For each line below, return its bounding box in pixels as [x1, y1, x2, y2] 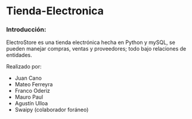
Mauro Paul [14, 93, 44, 101]
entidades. [6, 52, 32, 59]
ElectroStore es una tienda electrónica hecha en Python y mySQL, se [6, 39, 176, 46]
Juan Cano [14, 74, 42, 82]
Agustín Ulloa [14, 100, 48, 107]
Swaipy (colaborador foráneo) [14, 106, 89, 114]
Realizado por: [6, 63, 42, 70]
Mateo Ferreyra [14, 81, 53, 88]
